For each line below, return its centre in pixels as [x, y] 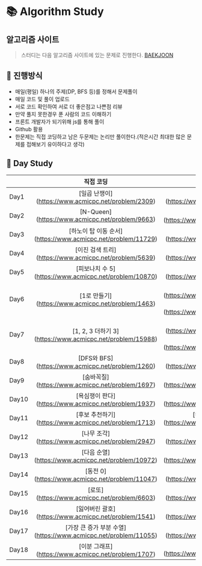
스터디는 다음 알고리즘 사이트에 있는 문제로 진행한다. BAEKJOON [97, 55]
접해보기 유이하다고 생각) [56, 144]
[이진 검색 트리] [96, 249]
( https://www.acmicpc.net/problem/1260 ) [96, 366]
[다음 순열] [96, 452]
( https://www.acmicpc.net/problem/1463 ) [96, 303]
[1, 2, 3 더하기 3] [96, 331]
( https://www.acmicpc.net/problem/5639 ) [96, 258]
